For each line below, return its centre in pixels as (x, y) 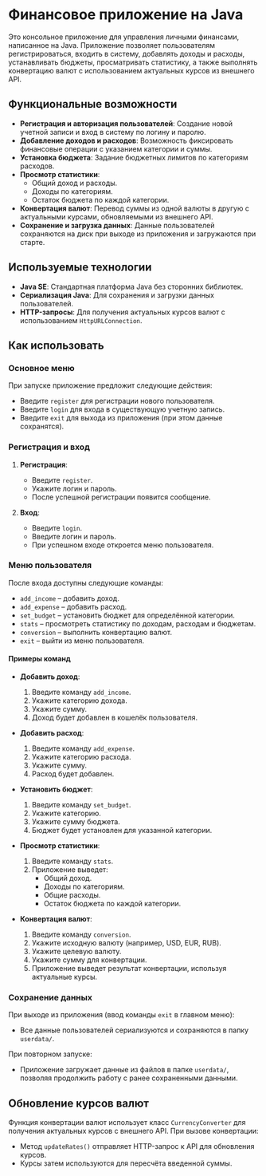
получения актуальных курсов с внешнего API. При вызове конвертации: (133, 1131)
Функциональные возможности (93, 104)
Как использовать (57, 345)
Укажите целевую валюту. (76, 952)
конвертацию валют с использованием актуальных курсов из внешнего (131, 70)
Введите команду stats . (72, 861)
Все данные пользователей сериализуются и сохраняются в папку (134, 1030)
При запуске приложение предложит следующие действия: (110, 385)
